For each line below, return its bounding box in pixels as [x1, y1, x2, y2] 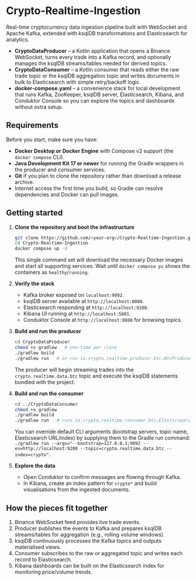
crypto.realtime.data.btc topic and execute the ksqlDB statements [14, 372, 178, 379]
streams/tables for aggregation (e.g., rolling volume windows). [14, 531, 165, 538]
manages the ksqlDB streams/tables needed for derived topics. [14, 60, 167, 67]
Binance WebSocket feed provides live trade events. [14, 519, 141, 525]
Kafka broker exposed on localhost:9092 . [23, 291, 124, 298]
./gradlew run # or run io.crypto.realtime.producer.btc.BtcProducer [14, 355, 193, 361]
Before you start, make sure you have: [6, 136, 98, 143]
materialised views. [14, 543, 61, 551]
